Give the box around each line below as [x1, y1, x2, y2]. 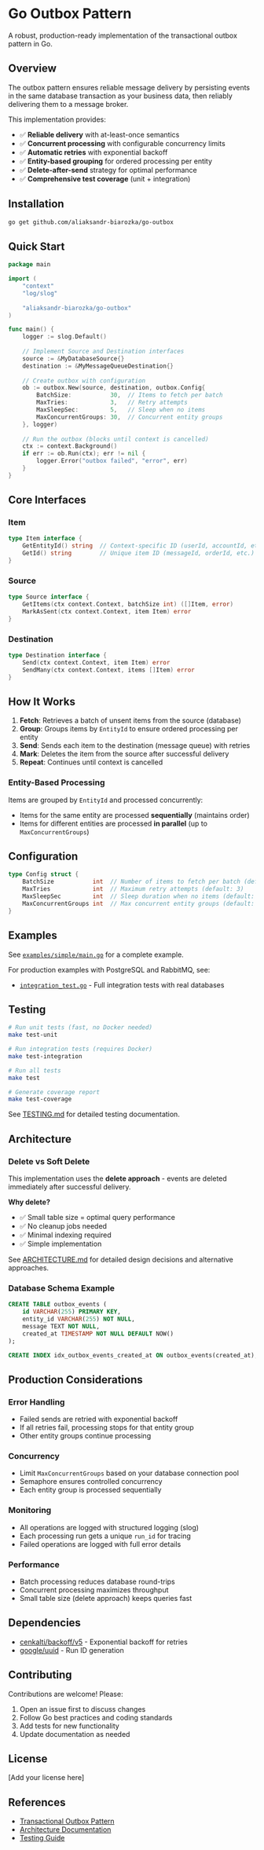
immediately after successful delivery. [8, 1182, 131, 1192]
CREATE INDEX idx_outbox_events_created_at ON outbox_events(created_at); [8, 1351, 258, 1359]
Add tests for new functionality [19, 1721, 119, 1731]
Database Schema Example [8, 1282, 115, 1293]
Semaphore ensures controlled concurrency [19, 1477, 163, 1486]
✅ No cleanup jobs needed [19, 1222, 108, 1231]
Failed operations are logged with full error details [19, 1539, 181, 1548]
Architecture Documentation [19, 1825, 112, 1834]
